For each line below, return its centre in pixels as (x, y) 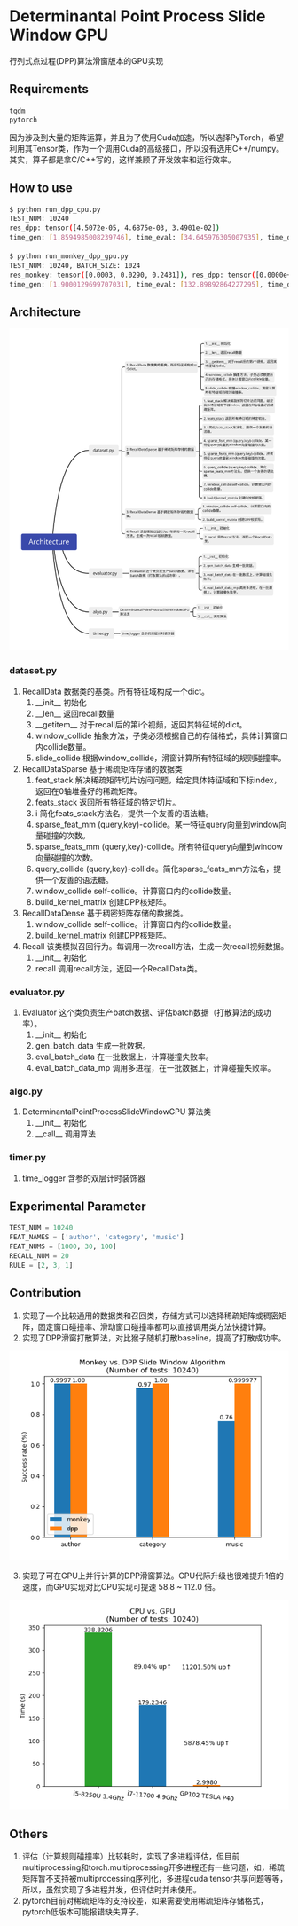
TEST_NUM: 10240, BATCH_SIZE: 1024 (75, 265)
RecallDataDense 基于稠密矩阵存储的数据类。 (105, 913)
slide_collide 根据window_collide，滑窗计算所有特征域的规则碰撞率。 (161, 758)
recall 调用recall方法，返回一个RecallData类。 (118, 968)
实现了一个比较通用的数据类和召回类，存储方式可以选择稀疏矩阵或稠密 (150, 1316)
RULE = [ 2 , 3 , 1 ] (41, 1265)
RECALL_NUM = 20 (39, 1256)
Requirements (49, 89)
